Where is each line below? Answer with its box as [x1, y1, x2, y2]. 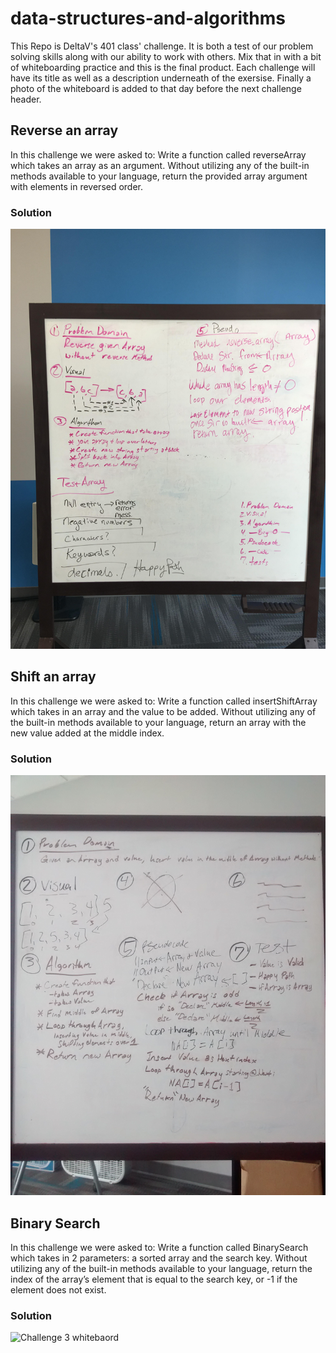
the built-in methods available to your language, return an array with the [10, 716, 307, 728]
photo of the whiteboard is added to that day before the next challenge [10, 82, 302, 94]
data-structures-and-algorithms [10, 7, 287, 30]
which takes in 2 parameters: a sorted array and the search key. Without [10, 1252, 308, 1264]
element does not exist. [10, 1283, 107, 1296]
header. [10, 93, 42, 105]
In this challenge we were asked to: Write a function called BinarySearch [10, 1241, 309, 1253]
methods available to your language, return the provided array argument [10, 170, 308, 182]
